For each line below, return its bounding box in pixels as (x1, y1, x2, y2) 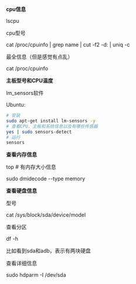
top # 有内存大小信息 (6, 163, 57, 170)
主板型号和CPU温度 (6, 77, 53, 84)
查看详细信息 (6, 260, 37, 267)
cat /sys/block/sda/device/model (6, 211, 86, 218)
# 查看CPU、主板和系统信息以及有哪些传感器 (6, 123, 98, 129)
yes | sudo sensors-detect (6, 129, 72, 135)
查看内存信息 (6, 151, 37, 158)
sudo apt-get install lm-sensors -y (6, 118, 96, 124)
